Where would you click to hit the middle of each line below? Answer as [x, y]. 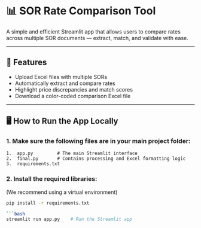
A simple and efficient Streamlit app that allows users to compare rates [93, 31]
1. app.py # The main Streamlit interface [72, 153]
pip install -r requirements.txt [48, 203]
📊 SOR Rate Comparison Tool [81, 11]
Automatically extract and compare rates [65, 83]
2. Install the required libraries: [52, 179]
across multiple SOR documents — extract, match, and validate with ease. [97, 38]
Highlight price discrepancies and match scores [74, 89]
